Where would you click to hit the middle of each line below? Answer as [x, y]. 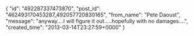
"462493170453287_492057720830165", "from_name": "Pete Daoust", [93, 15]
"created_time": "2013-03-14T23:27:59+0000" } [65, 27]
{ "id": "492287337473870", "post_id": [53, 9]
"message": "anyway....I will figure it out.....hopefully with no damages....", [97, 21]
